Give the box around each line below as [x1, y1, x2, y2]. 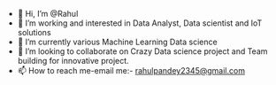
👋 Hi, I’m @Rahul [17, 9, 79, 19]
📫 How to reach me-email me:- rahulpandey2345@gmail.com [17, 66, 246, 75]
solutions [17, 27, 51, 37]
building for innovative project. [17, 56, 130, 66]
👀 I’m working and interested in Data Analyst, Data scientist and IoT [17, 18, 263, 28]
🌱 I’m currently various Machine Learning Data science [17, 36, 218, 47]
